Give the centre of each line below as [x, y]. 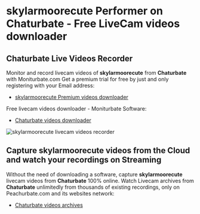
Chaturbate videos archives [49, 205]
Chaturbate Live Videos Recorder [70, 58]
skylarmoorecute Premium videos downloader [71, 97]
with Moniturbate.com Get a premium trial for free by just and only [87, 79]
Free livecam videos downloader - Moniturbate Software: [76, 108]
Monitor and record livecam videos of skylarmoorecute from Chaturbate [96, 73]
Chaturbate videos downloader [53, 120]
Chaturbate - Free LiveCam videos [93, 24]
